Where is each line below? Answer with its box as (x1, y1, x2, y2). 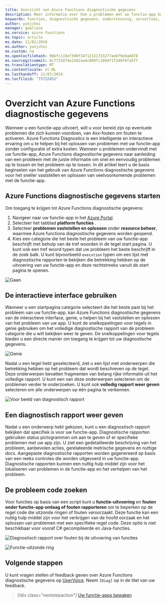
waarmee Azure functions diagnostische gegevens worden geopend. (12, 230, 153, 236)
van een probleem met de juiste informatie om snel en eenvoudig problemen (5, 156, 161, 162)
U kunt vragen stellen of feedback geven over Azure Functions (5, 572, 133, 578)
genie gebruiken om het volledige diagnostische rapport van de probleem (5, 325, 155, 331)
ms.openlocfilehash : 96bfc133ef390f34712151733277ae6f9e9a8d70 (5, 53, 138, 59)
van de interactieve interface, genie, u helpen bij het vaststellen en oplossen (5, 315, 160, 321)
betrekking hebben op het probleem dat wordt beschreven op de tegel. (5, 365, 150, 372)
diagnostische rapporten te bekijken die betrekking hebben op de (12, 256, 146, 263)
